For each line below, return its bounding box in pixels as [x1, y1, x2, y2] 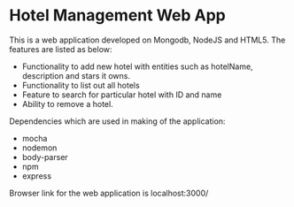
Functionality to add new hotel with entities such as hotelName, [21, 61, 254, 72]
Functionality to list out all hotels [21, 80, 140, 90]
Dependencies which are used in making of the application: [9, 116, 226, 126]
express [21, 170, 51, 181]
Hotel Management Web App [9, 5, 226, 26]
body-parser [21, 151, 68, 162]
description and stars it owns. [21, 70, 131, 80]
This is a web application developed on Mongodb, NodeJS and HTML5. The [9, 34, 286, 45]
